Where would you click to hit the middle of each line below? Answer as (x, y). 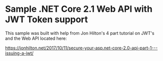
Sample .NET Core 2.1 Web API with (79, 9)
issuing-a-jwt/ (19, 53)
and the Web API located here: (36, 38)
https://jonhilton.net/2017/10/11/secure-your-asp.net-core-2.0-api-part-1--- (81, 48)
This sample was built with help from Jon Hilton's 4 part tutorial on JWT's (80, 33)
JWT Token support (47, 19)
